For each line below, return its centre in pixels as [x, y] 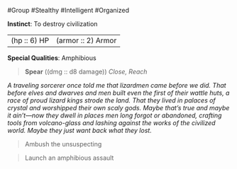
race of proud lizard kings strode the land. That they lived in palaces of [112, 100]
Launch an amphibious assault [69, 158]
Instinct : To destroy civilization [53, 24]
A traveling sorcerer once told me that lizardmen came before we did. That [117, 85]
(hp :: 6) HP [30, 40]
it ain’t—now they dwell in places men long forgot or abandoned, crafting [115, 115]
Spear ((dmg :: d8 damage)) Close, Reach [86, 71]
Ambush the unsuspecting [63, 144]
